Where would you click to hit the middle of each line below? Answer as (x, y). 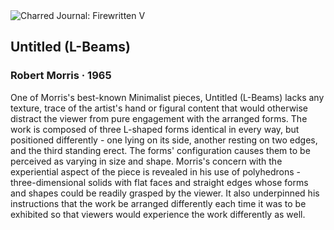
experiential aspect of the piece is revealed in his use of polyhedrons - (155, 171)
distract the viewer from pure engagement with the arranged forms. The (159, 118)
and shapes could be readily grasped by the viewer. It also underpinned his (165, 193)
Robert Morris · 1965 (61, 76)
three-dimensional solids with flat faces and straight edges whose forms (159, 182)
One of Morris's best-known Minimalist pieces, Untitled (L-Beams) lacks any (167, 97)
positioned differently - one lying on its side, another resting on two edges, (164, 140)
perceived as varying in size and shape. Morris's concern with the (146, 161)
